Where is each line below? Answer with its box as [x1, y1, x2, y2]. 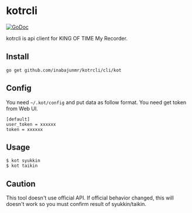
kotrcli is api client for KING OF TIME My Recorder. [6, 35, 128, 42]
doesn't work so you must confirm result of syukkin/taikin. [6, 201, 146, 208]
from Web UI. [6, 105, 38, 112]
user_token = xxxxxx [6, 121, 57, 127]
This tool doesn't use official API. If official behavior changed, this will [6, 194, 174, 201]
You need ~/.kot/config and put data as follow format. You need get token [6, 98, 187, 106]
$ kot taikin [6, 163, 38, 169]
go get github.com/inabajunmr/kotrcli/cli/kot [6, 67, 122, 73]
